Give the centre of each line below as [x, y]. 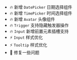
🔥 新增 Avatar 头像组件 [32, 19]
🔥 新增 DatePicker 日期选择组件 [41, 7]
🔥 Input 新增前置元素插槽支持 [39, 31]
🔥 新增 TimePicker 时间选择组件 [41, 13]
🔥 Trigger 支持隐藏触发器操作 [39, 25]
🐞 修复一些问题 [24, 52]
